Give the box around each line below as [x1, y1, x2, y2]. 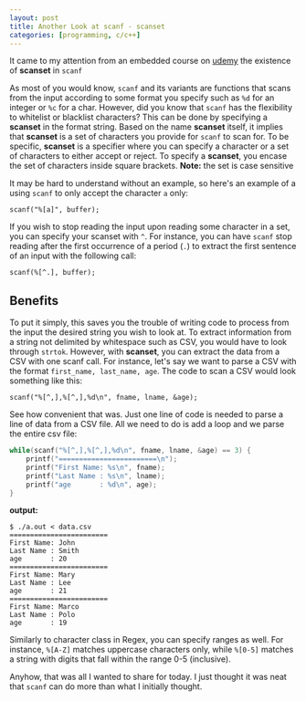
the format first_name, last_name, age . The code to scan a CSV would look [9, 366, 297, 377]
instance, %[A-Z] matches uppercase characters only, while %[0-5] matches [9, 644, 294, 655]
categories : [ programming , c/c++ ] [9, 30, 142, 39]
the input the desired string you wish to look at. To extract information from [9, 327, 292, 338]
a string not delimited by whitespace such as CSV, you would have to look [9, 337, 288, 348]
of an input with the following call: [9, 250, 137, 261]
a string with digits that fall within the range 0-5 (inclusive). [9, 654, 231, 664]
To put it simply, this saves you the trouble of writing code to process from [9, 317, 290, 329]
